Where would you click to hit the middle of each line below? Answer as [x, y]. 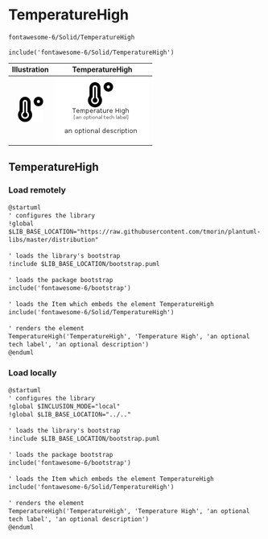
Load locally [33, 372]
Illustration [31, 69]
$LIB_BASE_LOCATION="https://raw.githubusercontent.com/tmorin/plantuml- [135, 231]
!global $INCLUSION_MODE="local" [64, 407]
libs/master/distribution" [54, 239]
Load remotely [37, 189]
